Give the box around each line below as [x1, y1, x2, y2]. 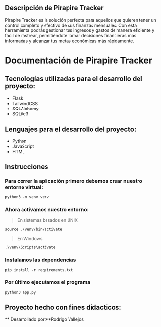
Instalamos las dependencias [5, 256, 76, 263]
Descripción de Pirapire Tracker [5, 4, 104, 12]
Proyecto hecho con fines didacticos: [5, 303, 121, 311]
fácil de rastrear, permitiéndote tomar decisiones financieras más [5, 32, 137, 38]
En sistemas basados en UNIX [17, 217, 78, 223]
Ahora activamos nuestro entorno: [5, 206, 89, 213]
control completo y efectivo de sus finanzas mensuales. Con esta [5, 22, 137, 28]
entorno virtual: [5, 184, 43, 191]
